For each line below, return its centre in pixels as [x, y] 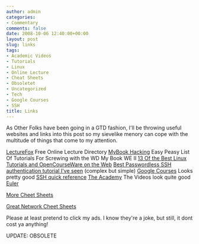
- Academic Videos [29, 56]
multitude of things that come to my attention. [62, 141]
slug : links [21, 45]
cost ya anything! [27, 224]
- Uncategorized [26, 89]
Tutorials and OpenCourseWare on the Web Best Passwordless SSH [89, 164]
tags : [13, 50]
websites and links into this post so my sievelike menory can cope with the [97, 134]
